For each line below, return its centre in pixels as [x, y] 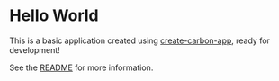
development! [35, 49]
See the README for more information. [81, 67]
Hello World [54, 16]
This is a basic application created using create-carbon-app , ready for [139, 40]
